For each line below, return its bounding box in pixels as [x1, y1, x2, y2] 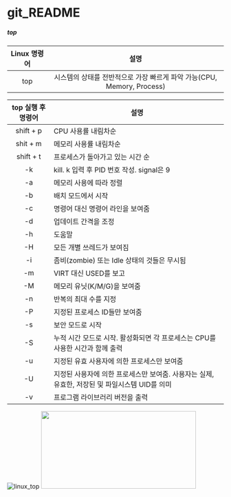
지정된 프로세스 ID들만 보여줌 [54, 307, 142, 317]
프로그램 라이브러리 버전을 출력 [54, 393, 148, 403]
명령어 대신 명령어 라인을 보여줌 [54, 204, 150, 214]
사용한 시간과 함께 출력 [54, 343, 123, 353]
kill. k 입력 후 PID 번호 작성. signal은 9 [54, 165, 170, 175]
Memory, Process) [105, 81, 166, 91]
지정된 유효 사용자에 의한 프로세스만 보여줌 [54, 356, 184, 366]
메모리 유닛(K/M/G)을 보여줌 [54, 281, 141, 291]
